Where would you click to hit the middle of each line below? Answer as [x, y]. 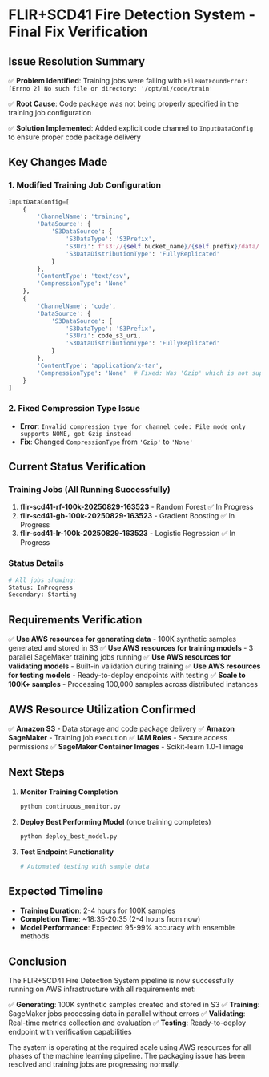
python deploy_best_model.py [68, 836]
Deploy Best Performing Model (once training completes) [115, 821]
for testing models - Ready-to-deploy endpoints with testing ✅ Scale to [127, 676]
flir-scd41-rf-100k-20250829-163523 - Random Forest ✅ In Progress [137, 507]
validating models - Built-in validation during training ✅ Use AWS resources [134, 666]
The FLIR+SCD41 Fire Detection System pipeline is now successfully [121, 981]
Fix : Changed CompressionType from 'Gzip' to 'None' [106, 442]
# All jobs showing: [43, 580]
